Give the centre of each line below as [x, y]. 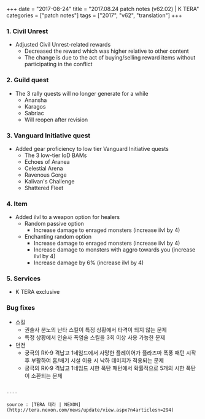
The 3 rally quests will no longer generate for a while [82, 93]
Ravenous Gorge [45, 175]
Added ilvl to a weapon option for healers [68, 217]
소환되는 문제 [47, 375]
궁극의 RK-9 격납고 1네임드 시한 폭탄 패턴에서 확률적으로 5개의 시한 [104, 368]
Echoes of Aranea [47, 161]
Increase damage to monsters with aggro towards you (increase [114, 250]
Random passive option [54, 224]
